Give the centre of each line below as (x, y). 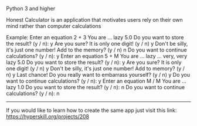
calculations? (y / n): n (33, 93)
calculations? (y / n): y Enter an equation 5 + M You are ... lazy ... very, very (97, 56)
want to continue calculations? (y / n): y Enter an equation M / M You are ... (96, 81)
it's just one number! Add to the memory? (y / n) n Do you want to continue (96, 50)
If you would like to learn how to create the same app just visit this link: (91, 110)
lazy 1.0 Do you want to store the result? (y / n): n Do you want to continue (96, 87)
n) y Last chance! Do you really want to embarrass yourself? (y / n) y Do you (98, 75)
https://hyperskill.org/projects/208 (48, 116)
